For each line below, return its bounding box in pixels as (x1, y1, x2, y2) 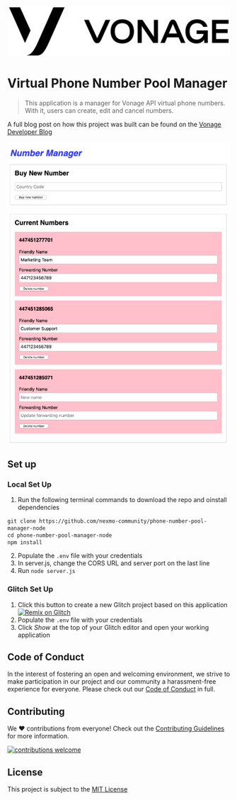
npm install (7, 539, 42, 546)
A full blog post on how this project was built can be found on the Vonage (7, 120, 221, 129)
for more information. (7, 732, 69, 740)
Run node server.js (17, 567, 76, 575)
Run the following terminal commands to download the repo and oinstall (17, 496, 228, 504)
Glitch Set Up (7, 584, 54, 594)
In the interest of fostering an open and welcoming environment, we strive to (7, 670, 231, 679)
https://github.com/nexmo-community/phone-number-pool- (38, 518, 207, 525)
